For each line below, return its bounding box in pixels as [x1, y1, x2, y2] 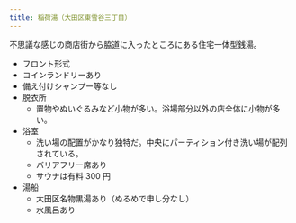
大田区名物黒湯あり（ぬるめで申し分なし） [35, 192, 194, 203]
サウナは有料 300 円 [35, 170, 111, 181]
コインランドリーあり [22, 69, 102, 80]
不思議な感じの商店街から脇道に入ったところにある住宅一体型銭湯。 [9, 39, 262, 49]
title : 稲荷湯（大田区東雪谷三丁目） [9, 13, 132, 22]
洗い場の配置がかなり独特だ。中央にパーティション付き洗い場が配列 [35, 137, 288, 147]
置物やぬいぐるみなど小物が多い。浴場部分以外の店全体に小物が [35, 103, 273, 113]
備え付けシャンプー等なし [22, 80, 118, 91]
